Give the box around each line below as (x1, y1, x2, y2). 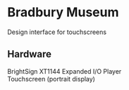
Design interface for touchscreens (7, 28, 107, 36)
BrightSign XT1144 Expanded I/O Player (7, 67, 122, 75)
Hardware (7, 48, 51, 60)
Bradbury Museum (7, 4, 119, 21)
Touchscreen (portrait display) (7, 74, 95, 83)
